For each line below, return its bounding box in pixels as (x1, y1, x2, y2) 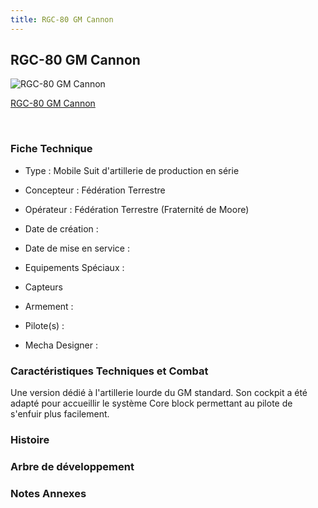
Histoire (10, 432, 50, 446)
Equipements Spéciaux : (24, 261, 125, 273)
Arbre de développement (10, 459, 135, 473)
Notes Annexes (10, 486, 87, 500)
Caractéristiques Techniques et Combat (10, 364, 209, 378)
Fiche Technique (10, 142, 93, 156)
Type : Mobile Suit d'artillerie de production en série (24, 164, 240, 176)
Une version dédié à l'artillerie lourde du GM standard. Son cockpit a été (10, 387, 308, 399)
